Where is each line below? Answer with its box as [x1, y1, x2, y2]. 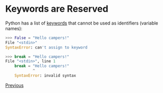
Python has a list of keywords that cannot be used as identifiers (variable [5, 20, 158, 26]
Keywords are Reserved [5, 3, 108, 15]
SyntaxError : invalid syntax [14, 73, 76, 78]
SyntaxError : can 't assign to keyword [5, 44, 88, 50]
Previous [5, 82, 24, 88]
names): [5, 25, 23, 31]
